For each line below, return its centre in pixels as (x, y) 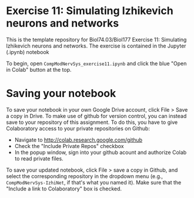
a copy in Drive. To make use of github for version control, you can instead (96, 116)
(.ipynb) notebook (28, 52)
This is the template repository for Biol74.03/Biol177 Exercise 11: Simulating (96, 39)
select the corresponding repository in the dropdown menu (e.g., (85, 176)
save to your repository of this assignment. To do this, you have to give (92, 122)
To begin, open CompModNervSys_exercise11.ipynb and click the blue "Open (96, 63)
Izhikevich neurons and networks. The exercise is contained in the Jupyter (96, 46)
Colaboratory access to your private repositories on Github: (78, 128)
